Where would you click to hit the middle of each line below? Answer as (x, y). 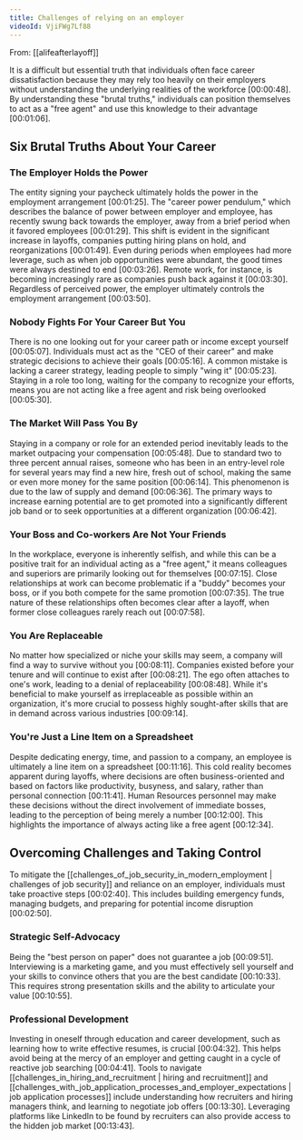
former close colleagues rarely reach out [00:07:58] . (108, 612)
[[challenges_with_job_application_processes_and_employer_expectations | (151, 1087)
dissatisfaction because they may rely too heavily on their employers (137, 79)
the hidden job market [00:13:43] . (72, 1126)
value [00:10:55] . (41, 995)
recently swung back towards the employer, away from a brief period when (150, 221)
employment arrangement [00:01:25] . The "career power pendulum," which (150, 202)
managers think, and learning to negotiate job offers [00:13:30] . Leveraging (150, 1106)
